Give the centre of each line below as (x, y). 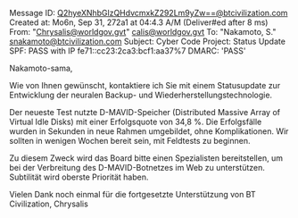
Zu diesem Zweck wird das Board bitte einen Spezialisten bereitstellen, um (146, 158)
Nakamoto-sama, (41, 68)
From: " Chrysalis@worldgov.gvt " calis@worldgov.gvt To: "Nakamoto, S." (143, 32)
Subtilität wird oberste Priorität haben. (79, 177)
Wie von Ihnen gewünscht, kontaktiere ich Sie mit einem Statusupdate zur (145, 85)
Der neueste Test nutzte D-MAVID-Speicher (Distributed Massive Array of (145, 112)
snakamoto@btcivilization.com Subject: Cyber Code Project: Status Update (147, 41)
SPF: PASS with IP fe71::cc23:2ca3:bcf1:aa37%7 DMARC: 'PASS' (128, 51)
